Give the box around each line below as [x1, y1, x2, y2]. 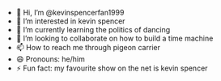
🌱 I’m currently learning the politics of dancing [15, 25, 171, 34]
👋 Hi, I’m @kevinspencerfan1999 [15, 8, 125, 17]
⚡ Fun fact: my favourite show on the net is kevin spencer [15, 63, 208, 73]
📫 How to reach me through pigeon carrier [15, 43, 160, 52]
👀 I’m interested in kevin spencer [15, 16, 125, 26]
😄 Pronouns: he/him [15, 54, 85, 64]
